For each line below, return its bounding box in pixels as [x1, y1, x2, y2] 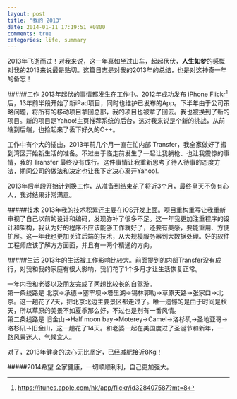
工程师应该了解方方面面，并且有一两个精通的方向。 [7, 241, 156, 249]
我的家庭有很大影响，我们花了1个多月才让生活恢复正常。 [37, 264, 202, 273]
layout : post [7, 10, 46, 18]
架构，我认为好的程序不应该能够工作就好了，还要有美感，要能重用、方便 [19, 223, 230, 232]
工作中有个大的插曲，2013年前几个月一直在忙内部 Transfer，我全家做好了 [7, 140, 221, 148]
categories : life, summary [7, 37, 87, 44]
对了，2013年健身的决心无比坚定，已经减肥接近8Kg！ [7, 347, 163, 356]
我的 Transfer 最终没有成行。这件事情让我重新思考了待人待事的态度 [19, 157, 215, 166]
